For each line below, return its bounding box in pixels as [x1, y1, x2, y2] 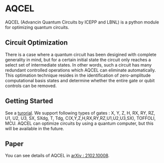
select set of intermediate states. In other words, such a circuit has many [5, 62, 152, 68]
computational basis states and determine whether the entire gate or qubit [5, 77, 155, 83]
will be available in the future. [5, 125, 65, 131]
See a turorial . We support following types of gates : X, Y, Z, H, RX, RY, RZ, [5, 110, 155, 116]
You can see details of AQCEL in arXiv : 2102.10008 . [5, 153, 110, 159]
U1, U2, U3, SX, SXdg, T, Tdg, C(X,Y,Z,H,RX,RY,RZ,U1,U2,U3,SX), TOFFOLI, [5, 115, 156, 121]
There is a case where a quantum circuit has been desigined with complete [5, 51, 157, 57]
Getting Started [5, 97, 53, 105]
